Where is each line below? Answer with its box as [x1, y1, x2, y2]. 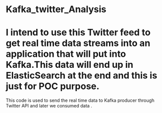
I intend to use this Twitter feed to [6, 27, 151, 39]
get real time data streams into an [6, 37, 151, 49]
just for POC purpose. [6, 81, 100, 92]
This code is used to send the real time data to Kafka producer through [6, 97, 155, 103]
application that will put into [6, 48, 126, 60]
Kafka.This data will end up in [6, 59, 133, 70]
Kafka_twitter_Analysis [6, 4, 106, 15]
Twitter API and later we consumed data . [6, 103, 92, 109]
